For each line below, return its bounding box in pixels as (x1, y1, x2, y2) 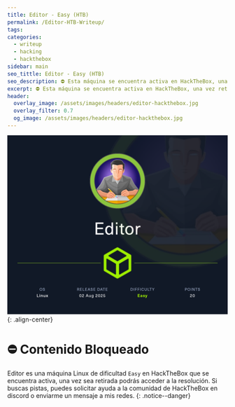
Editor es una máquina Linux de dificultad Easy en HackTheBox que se (7, 369, 210, 378)
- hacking (13, 48, 42, 55)
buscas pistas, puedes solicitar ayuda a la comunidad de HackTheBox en (7, 384, 218, 392)
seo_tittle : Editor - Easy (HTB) (7, 70, 105, 77)
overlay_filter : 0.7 (13, 107, 73, 115)
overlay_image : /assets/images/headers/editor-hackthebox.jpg (13, 100, 199, 107)
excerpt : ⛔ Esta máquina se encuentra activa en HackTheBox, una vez (7, 85, 215, 92)
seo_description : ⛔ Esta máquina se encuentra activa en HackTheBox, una (7, 78, 228, 85)
